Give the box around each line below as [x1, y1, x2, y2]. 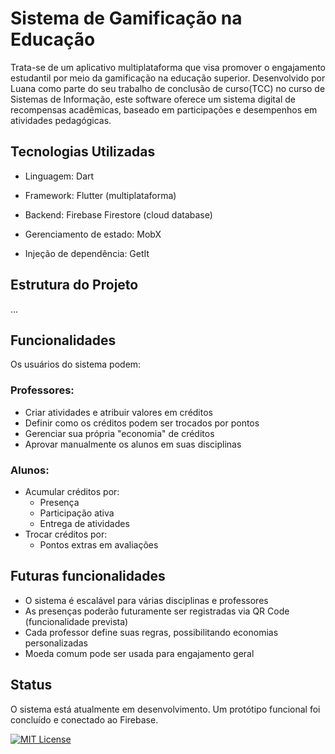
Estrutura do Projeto [10, 277, 139, 294]
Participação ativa [39, 507, 115, 519]
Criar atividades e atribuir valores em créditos [24, 406, 213, 418]
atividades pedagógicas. [10, 114, 112, 126]
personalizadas [24, 637, 88, 649]
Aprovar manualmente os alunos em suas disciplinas [24, 438, 242, 450]
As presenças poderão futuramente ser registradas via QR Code [24, 605, 290, 617]
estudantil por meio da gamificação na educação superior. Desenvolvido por [10, 72, 326, 84]
